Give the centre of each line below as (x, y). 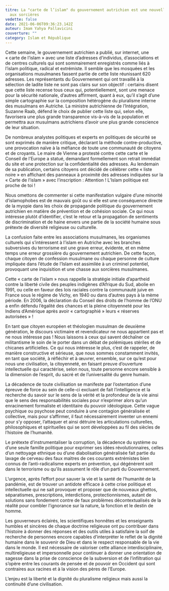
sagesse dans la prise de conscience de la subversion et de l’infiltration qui (83, 558)
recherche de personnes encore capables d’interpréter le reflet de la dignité (84, 537)
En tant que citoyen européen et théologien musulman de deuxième (75, 326)
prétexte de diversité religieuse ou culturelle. (51, 227)
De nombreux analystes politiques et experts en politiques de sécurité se (81, 137)
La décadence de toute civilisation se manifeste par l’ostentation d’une (78, 384)
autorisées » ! (19, 316)
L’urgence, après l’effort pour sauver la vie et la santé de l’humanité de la (80, 479)
